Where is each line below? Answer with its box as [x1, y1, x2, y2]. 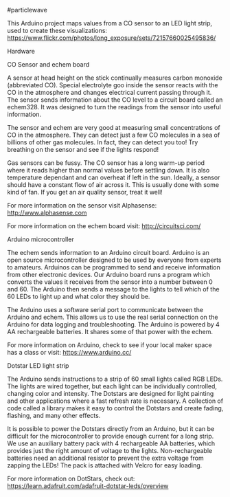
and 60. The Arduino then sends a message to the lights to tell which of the [7, 285, 220, 293]
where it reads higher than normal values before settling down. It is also [7, 166, 210, 174]
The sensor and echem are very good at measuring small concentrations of [7, 124, 221, 131]
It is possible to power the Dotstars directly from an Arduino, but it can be [7, 425, 215, 432]
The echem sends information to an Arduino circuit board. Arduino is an [7, 249, 209, 256]
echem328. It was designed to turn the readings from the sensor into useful [7, 103, 221, 111]
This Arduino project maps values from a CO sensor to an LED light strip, [7, 19, 213, 27]
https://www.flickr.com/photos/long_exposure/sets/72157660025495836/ [7, 34, 216, 42]
